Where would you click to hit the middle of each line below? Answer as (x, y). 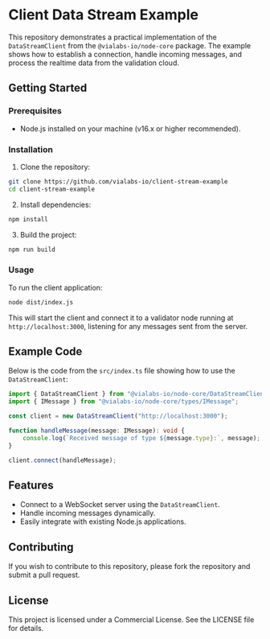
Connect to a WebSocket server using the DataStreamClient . (120, 505)
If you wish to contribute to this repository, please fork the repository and (129, 567)
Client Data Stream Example (104, 15)
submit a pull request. (44, 575)
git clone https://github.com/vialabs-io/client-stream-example (118, 181)
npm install (28, 219)
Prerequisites (35, 111)
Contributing (41, 547)
